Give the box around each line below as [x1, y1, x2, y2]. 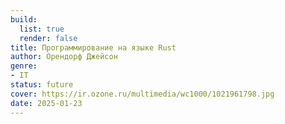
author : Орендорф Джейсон [10, 52, 118, 62]
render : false [19, 33, 78, 43]
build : [10, 14, 38, 25]
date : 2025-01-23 [10, 98, 83, 108]
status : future [10, 80, 74, 90]
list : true [19, 24, 65, 34]
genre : [10, 61, 38, 71]
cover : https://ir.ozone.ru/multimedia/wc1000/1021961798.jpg [10, 89, 275, 99]
